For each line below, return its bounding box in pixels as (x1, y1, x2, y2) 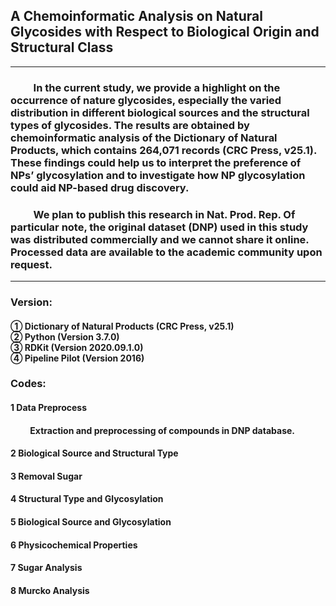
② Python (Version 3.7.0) (10, 330, 120, 343)
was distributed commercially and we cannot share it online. (10, 232, 310, 246)
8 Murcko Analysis (10, 584, 90, 596)
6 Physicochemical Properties (10, 539, 138, 551)
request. (10, 257, 53, 271)
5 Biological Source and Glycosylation (10, 516, 172, 528)
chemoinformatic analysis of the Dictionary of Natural (10, 130, 278, 144)
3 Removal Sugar (10, 470, 83, 482)
